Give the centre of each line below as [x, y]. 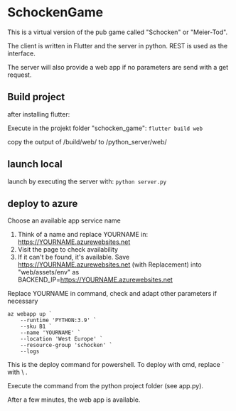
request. [20, 75]
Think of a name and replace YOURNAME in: [83, 235]
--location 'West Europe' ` [61, 339]
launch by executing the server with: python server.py [87, 181]
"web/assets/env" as [48, 272]
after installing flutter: [39, 114]
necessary [23, 301]
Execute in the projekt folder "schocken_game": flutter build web [105, 128]
